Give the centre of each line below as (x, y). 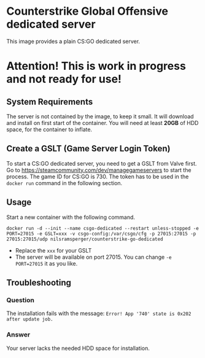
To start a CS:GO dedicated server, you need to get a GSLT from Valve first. (102, 163)
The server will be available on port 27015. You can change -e (93, 257)
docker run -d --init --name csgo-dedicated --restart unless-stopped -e (103, 228)
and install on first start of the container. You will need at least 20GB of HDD (102, 123)
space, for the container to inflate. (49, 129)
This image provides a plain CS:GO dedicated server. (73, 41)
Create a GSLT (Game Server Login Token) (88, 149)
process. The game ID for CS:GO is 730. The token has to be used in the (98, 177)
